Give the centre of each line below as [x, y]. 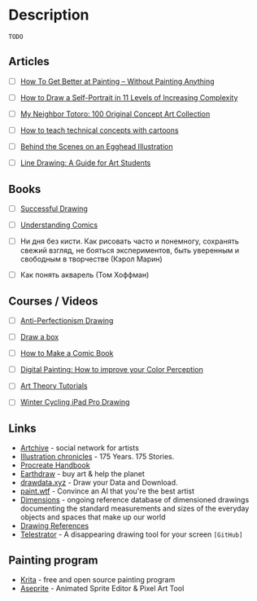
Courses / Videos [53, 301]
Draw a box [39, 337]
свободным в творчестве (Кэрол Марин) [91, 259]
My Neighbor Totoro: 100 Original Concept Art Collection [115, 114]
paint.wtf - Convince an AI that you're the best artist [107, 491]
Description [49, 15]
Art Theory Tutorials [54, 386]
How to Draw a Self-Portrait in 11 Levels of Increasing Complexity [129, 97]
